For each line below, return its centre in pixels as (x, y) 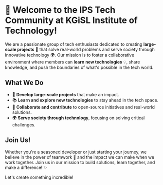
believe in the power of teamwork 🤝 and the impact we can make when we (80, 157)
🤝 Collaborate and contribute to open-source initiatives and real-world (83, 107)
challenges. (24, 124)
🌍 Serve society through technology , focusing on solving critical (78, 118)
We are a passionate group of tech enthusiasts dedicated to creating (74, 44)
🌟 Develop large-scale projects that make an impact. (65, 94)
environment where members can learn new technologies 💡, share (72, 62)
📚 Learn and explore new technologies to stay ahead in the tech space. (85, 100)
